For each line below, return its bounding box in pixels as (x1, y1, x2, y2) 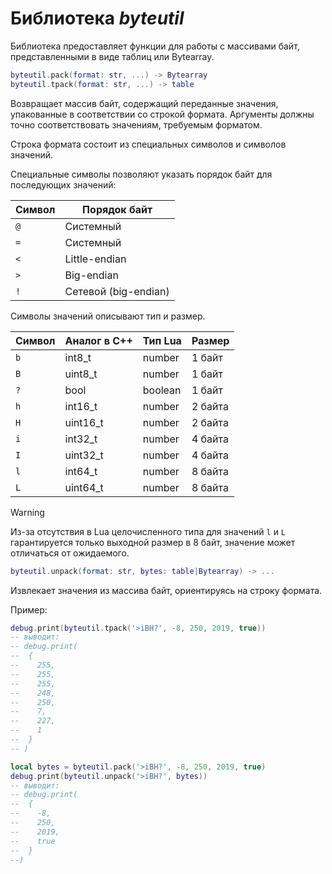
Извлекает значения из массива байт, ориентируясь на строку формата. (10, 584, 323, 596)
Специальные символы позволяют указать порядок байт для (10, 168, 273, 180)
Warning (10, 506, 45, 518)
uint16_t (64, 415, 104, 429)
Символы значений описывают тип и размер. (10, 310, 206, 322)
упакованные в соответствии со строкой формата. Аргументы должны (10, 108, 315, 120)
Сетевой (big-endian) (64, 284, 170, 298)
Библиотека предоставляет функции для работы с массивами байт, (10, 40, 300, 52)
